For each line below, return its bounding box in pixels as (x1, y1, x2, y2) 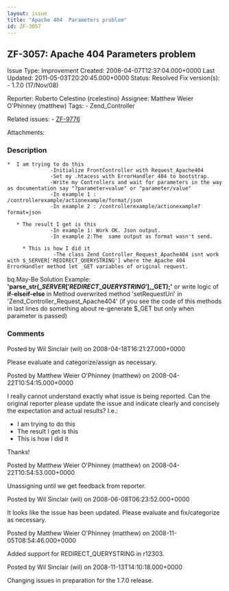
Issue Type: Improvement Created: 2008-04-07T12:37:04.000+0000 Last (7, 67, 215, 75)
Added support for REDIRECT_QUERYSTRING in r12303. (7, 549, 165, 557)
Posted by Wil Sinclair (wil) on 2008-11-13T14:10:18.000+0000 (7, 563, 183, 571)
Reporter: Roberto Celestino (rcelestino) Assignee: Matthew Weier (7, 94, 194, 103)
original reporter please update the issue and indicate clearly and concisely (7, 399, 220, 408)
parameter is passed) (7, 312, 67, 320)
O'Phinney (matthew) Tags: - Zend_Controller (7, 102, 135, 110)
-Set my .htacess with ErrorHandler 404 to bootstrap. (50, 173, 210, 180)
